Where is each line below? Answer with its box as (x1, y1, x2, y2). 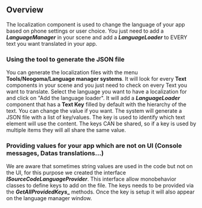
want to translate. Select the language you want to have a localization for (6, 88, 187, 95)
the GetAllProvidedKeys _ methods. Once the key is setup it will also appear (6, 188, 195, 195)
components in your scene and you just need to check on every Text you (6, 81, 188, 89)
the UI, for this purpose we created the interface (6, 169, 127, 177)
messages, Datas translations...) (6, 149, 104, 157)
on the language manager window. (6, 195, 92, 202)
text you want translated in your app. (6, 40, 98, 47)
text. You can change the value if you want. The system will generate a (6, 107, 182, 115)
